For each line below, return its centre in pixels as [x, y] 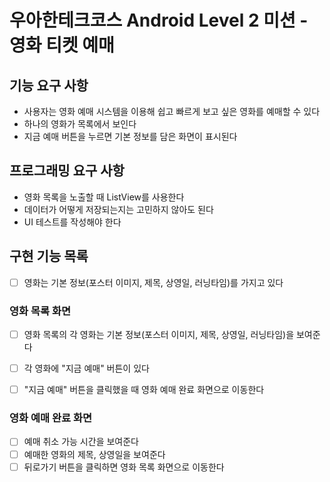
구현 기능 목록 [49, 256]
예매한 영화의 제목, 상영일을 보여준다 [94, 454]
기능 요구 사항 [49, 85]
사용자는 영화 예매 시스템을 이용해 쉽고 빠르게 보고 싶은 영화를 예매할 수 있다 [172, 111]
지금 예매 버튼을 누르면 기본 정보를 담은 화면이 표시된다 [130, 136]
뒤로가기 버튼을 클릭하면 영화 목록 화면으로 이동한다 [124, 467]
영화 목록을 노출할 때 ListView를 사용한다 [104, 197]
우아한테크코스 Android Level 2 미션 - [159, 20]
